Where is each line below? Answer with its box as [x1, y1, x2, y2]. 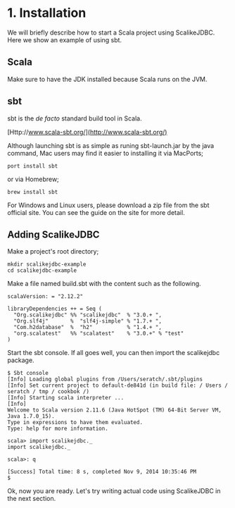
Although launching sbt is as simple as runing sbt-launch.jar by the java [7, 141, 215, 149]
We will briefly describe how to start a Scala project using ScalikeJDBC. [7, 28, 215, 37]
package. [7, 356, 34, 364]
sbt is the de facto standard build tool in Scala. [7, 114, 142, 123]
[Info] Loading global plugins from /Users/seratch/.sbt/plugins [7, 376, 203, 383]
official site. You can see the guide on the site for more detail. [7, 208, 185, 216]
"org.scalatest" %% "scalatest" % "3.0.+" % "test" [13, 330, 184, 337]
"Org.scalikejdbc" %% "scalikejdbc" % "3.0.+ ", [13, 311, 162, 318]
